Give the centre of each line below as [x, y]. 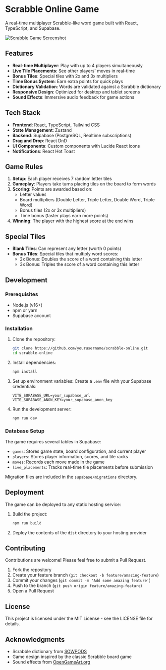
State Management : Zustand [42, 130]
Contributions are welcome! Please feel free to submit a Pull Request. [76, 560]
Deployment [25, 492]
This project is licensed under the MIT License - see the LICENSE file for [79, 619]
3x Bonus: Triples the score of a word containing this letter [80, 264]
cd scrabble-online [32, 353]
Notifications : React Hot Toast [44, 151]
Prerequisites [22, 294]
